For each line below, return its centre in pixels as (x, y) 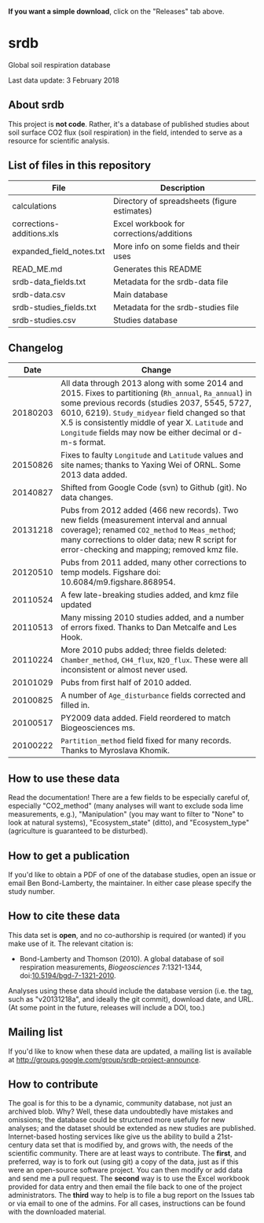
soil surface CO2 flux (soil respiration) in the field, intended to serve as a (125, 132)
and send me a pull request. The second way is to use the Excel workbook (129, 1179)
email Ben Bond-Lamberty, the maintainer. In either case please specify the (130, 883)
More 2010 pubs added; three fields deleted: (144, 650)
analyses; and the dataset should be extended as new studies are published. (132, 1128)
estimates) (133, 210)
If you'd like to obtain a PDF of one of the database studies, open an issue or (132, 875)
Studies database (146, 320)
